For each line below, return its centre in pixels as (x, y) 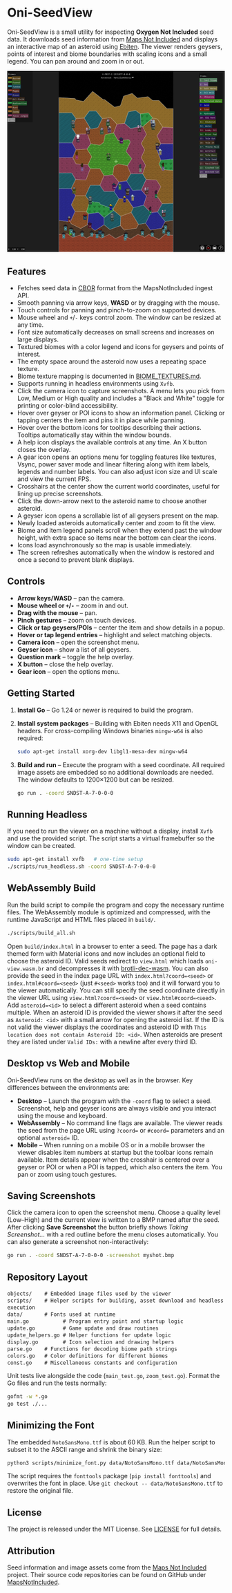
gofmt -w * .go (28, 1397)
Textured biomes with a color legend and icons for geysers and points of (120, 347)
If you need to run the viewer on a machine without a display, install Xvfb (110, 831)
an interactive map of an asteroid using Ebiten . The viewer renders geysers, (115, 46)
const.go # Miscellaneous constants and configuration (92, 1363)
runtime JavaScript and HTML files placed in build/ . (81, 919)
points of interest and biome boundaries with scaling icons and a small (107, 54)
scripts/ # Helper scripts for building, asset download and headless (116, 1301)
